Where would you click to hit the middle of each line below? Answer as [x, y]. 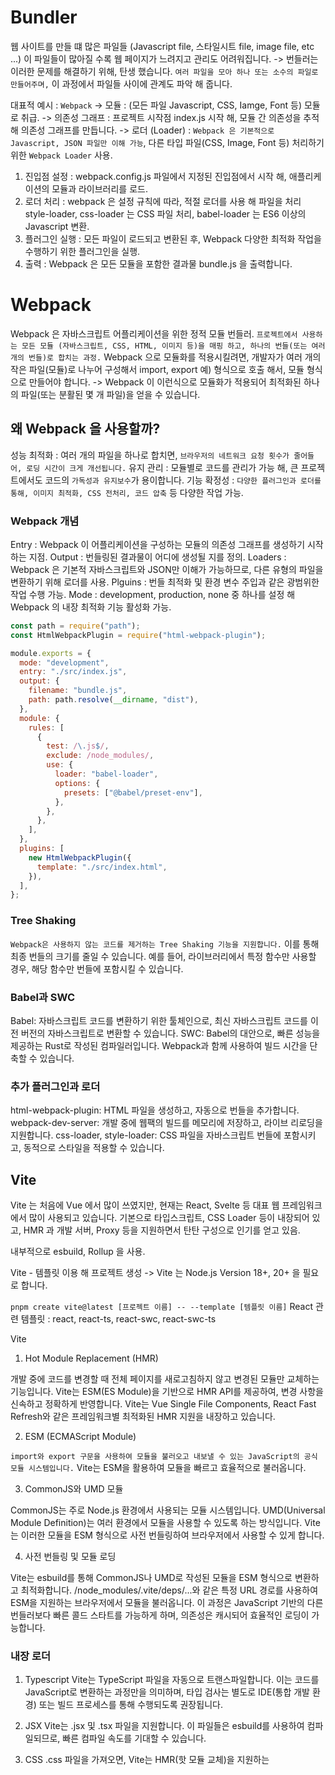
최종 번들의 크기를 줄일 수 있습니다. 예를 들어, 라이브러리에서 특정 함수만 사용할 [163, 956]
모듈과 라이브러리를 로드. [99, 188]
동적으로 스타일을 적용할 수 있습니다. [94, 1148]
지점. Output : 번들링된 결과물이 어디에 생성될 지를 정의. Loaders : [157, 557]
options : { [77, 783]
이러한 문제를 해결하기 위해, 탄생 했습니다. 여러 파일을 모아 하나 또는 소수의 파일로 [164, 71]
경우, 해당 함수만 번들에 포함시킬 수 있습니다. [97, 968]
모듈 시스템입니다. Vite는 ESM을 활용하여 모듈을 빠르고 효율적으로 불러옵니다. [158, 1468]
